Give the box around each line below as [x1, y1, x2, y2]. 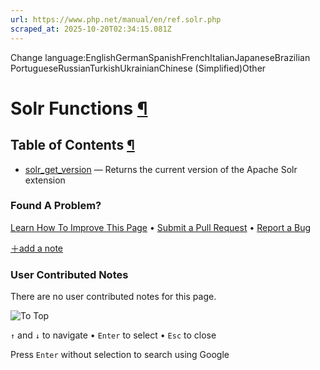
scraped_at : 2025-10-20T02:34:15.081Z [10, 24, 172, 34]
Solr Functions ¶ [10, 97, 148, 120]
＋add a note [10, 242, 64, 254]
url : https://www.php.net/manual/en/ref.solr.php [10, 14, 222, 25]
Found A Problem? [10, 199, 102, 213]
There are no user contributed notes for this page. [10, 291, 217, 303]
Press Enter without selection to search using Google [10, 349, 230, 361]
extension [24, 174, 66, 186]
